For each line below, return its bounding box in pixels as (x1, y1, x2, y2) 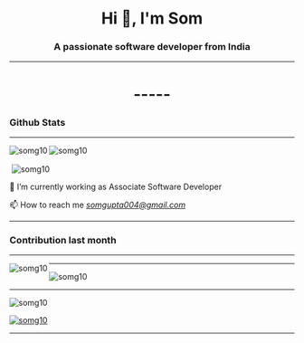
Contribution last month (9, 233, 117, 246)
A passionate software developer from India (53, 41, 251, 53)
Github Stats (9, 116, 66, 129)
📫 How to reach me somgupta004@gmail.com (9, 199, 186, 210)
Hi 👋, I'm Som (100, 8, 204, 29)
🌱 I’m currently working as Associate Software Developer (9, 181, 223, 192)
